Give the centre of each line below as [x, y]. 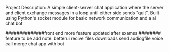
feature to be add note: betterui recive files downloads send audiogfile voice [84, 38]
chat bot [14, 23]
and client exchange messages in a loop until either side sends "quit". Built [82, 13]
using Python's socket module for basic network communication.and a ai [81, 18]
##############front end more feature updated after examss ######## [83, 33]
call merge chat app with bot [35, 44]
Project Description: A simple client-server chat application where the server [84, 7]
